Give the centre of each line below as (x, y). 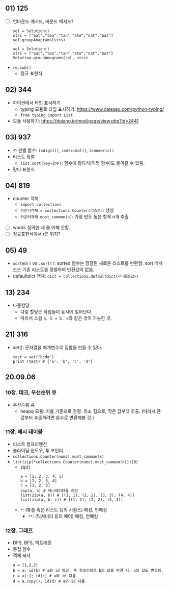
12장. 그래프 (19, 530)
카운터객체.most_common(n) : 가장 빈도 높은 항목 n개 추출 (74, 217)
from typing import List (47, 115)
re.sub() (22, 68)
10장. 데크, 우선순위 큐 (31, 392)
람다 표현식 (24, 169)
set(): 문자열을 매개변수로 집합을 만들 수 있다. (58, 347)
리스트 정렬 (24, 156)
